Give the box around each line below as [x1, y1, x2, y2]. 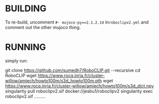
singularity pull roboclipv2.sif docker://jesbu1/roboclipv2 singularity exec [5, 88, 153, 94]
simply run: [5, 57, 28, 64]
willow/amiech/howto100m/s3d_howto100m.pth [5, 78, 102, 83]
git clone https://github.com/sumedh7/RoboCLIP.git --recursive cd [5, 67, 141, 73]
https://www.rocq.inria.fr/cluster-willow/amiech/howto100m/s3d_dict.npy [5, 83, 154, 89]
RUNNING [5, 42, 46, 53]
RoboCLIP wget [5, 72, 37, 78]
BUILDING [5, 3, 47, 14]
